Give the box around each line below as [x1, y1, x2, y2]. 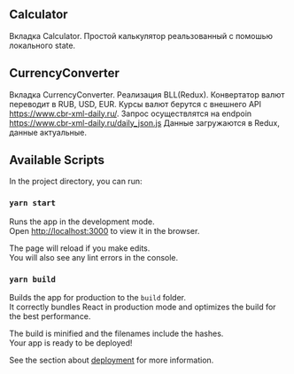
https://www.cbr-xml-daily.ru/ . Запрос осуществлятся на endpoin [9, 108, 252, 119]
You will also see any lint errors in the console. [9, 252, 179, 262]
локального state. [9, 40, 76, 51]
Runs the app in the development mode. [9, 216, 155, 227]
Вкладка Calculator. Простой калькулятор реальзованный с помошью [9, 30, 273, 41]
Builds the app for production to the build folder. [9, 292, 187, 303]
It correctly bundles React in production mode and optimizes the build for [9, 301, 276, 313]
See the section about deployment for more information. [9, 355, 214, 366]
